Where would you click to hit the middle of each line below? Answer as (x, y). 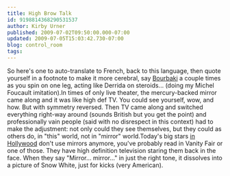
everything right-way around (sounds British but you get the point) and (107, 114)
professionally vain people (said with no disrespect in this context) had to (110, 121)
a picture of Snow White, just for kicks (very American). (85, 165)
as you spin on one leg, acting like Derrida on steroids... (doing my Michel (111, 85)
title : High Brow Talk (39, 13)
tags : (15, 52)
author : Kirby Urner (37, 26)
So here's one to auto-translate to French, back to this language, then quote (114, 71)
